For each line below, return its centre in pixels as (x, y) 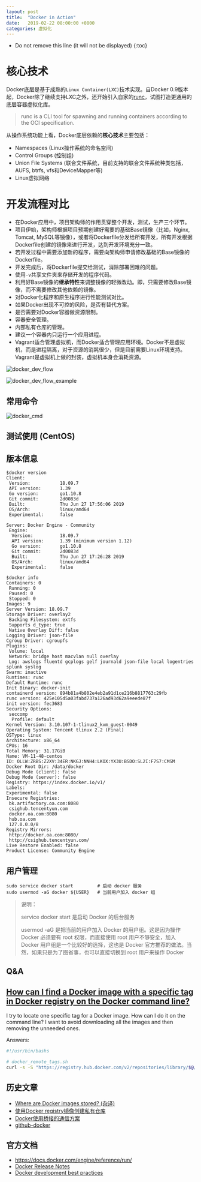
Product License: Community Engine (51, 851)
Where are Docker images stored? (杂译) (65, 1103)
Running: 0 (22, 589)
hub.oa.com (22, 820)
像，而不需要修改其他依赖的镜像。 (57, 290)
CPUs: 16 (17, 746)
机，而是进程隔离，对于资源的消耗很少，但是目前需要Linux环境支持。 (100, 350)
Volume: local (26, 652)
